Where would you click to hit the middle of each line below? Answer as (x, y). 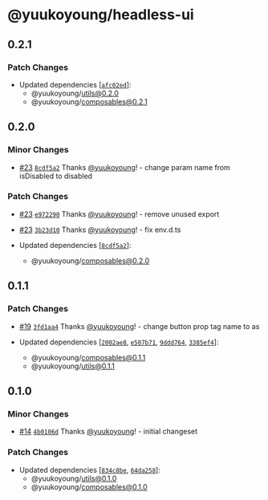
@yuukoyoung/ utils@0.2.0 (75, 93)
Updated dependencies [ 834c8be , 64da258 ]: (90, 470)
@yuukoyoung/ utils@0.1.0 (74, 478)
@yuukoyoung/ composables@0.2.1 (89, 101)
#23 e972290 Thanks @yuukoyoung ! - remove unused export (119, 213)
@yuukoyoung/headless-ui (101, 15)
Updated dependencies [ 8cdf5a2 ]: (75, 245)
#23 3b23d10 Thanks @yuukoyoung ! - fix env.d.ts (100, 230)
